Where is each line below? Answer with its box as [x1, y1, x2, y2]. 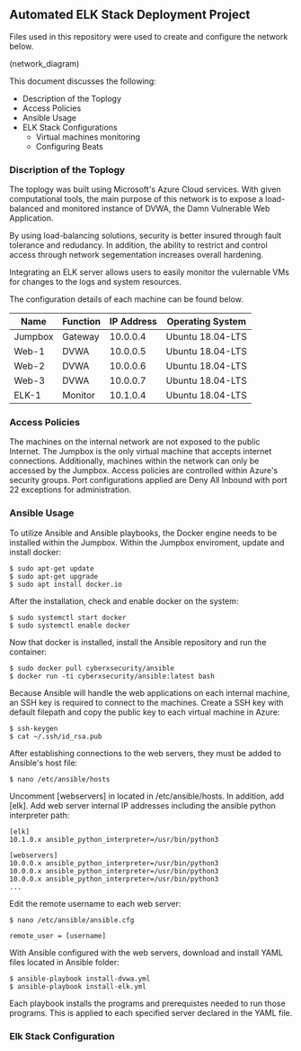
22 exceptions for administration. [9, 484, 132, 495]
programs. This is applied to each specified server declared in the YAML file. [9, 1007, 293, 1018]
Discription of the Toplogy [9, 163, 126, 176]
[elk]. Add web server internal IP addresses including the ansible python [9, 800, 277, 810]
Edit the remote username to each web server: [9, 898, 181, 909]
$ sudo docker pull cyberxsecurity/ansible [9, 663, 175, 672]
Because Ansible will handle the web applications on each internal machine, [9, 687, 290, 698]
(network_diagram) [9, 58, 80, 69]
